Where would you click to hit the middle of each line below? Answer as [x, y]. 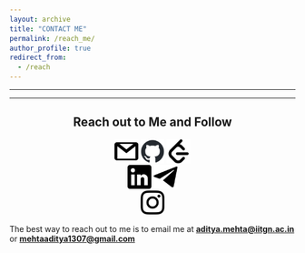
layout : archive [40, 19]
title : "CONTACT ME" [49, 29]
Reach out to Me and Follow [152, 122]
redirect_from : [38, 58]
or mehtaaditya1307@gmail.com [73, 238]
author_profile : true [50, 48]
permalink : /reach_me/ [52, 38]
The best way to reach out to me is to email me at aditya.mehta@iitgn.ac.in [152, 228]
